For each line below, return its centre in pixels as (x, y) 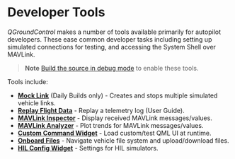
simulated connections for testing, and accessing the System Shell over (111, 47)
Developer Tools (56, 12)
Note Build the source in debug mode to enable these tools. (111, 68)
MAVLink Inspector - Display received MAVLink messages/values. (115, 118)
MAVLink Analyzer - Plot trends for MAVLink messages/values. (110, 125)
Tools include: (28, 81)
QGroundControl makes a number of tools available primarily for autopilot (114, 32)
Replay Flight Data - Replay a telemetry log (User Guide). (101, 110)
